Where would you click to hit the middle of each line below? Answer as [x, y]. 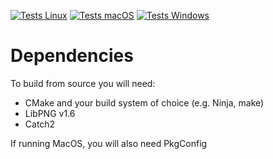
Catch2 [40, 124]
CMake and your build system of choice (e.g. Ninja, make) [144, 102]
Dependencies [72, 56]
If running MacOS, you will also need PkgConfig [109, 143]
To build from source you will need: [83, 83]
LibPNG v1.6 [50, 113]
